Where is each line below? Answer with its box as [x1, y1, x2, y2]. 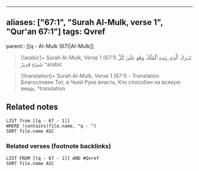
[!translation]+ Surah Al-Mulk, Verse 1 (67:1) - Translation [20, 72, 160, 79]
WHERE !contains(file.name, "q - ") [6, 123, 97, 129]
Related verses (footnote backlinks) [6, 142, 111, 150]
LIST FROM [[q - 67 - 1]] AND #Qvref [6, 155, 99, 161]
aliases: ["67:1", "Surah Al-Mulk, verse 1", [6, 17, 163, 27]
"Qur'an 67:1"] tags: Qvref [6, 27, 105, 37]
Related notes [6, 102, 58, 112]
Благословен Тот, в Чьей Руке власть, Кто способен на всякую [20, 78, 181, 85]
